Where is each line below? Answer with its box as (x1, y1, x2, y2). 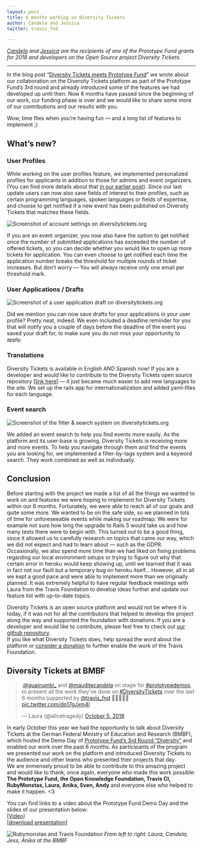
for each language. (7, 390, 53, 398)
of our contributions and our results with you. (7, 103, 119, 110)
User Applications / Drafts (7, 285, 84, 294)
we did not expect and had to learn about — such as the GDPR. (7, 541, 163, 548)
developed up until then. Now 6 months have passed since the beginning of (7, 90, 194, 97)
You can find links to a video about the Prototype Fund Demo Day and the (7, 799, 188, 807)
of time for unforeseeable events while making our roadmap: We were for (7, 515, 188, 522)
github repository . (7, 629, 51, 636)
